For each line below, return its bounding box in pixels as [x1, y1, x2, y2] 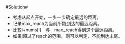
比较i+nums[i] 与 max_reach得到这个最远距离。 [12, 27, 117, 33]
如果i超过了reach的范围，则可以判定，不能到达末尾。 [12, 33, 123, 39]
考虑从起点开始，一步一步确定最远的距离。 [12, 14, 101, 20]
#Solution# [5, 4, 28, 10]
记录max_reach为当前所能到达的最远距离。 [12, 21, 102, 26]
